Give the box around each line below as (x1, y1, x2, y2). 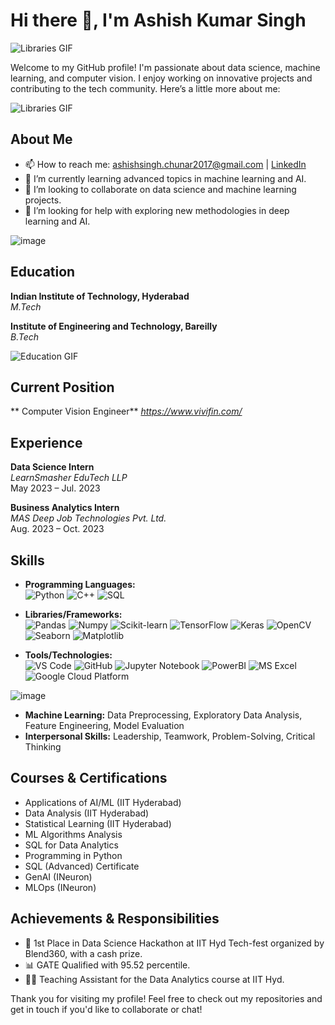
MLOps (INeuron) (24, 881, 97, 893)
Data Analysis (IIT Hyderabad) (24, 807, 150, 819)
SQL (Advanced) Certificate (24, 860, 140, 872)
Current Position (10, 379, 115, 396)
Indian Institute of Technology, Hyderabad (10, 290, 190, 302)
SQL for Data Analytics (24, 839, 119, 851)
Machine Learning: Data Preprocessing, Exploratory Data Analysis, (24, 709, 303, 721)
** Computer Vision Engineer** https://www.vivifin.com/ (10, 405, 243, 418)
